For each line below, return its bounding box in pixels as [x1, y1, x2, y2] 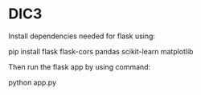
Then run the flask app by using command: [8, 61, 151, 72]
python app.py [8, 77, 57, 87]
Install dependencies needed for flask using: [8, 31, 155, 41]
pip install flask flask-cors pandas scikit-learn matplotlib [8, 46, 194, 56]
